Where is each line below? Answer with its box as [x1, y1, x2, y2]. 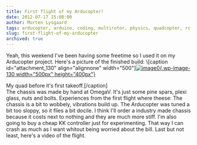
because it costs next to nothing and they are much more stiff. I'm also [6, 113, 177, 120]
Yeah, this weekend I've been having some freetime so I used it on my [6, 52, 176, 59]
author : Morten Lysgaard [6, 19, 67, 25]
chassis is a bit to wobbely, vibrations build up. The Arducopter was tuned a [6, 101, 190, 107]
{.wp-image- [159, 65, 191, 71]
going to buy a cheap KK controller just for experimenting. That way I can [6, 120, 183, 126]
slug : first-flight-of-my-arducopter [6, 31, 99, 36]
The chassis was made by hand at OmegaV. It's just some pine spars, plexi [6, 89, 187, 95]
